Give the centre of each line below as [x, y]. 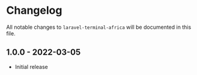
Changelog [34, 10]
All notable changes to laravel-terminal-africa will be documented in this [99, 27]
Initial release [31, 67]
